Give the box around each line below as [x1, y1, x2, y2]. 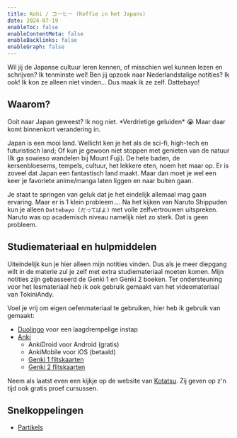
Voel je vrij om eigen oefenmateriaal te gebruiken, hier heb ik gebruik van [7, 303, 221, 312]
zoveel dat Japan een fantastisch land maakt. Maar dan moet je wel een [7, 168, 217, 177]
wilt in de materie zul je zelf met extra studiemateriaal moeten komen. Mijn [7, 267, 224, 275]
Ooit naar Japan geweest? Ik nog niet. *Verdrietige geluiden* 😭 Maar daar [7, 117, 226, 126]
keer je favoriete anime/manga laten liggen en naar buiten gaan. [7, 176, 193, 185]
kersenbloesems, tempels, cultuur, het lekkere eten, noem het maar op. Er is [7, 161, 229, 170]
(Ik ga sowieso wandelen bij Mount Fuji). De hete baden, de [7, 153, 180, 162]
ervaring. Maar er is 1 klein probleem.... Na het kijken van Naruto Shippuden [7, 197, 228, 206]
